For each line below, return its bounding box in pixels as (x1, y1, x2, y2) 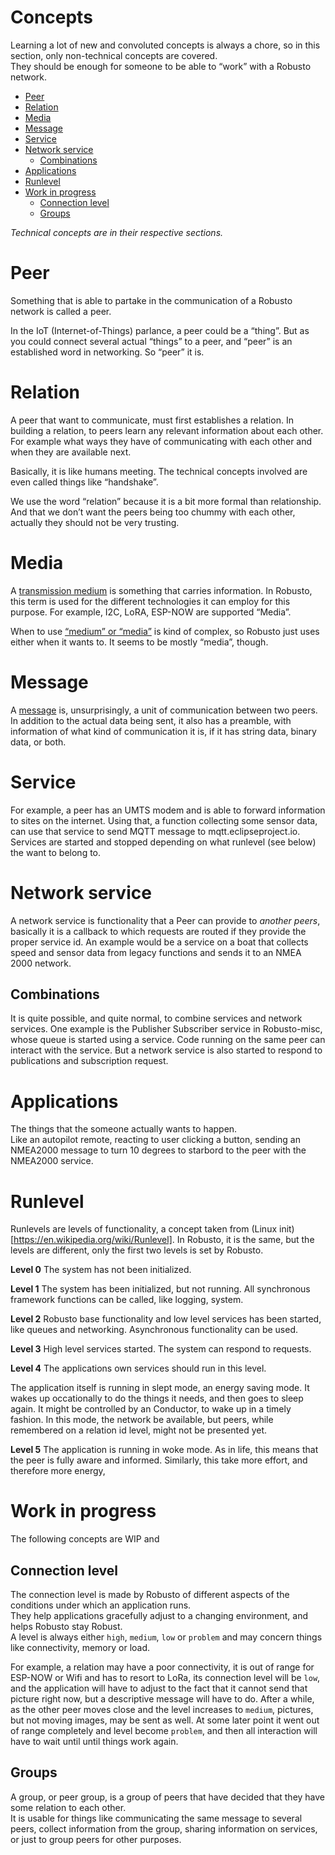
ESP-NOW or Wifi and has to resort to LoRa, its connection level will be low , (10, 1672, 321, 1683)
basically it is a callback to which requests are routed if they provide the (10, 925, 307, 937)
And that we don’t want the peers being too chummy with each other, (10, 506, 296, 518)
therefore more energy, (10, 1465, 106, 1477)
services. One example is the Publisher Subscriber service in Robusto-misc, (10, 1023, 323, 1035)
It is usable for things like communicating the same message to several (10, 1812, 303, 1824)
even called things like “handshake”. (10, 476, 159, 488)
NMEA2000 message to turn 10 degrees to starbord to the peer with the (10, 1144, 307, 1156)
